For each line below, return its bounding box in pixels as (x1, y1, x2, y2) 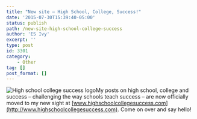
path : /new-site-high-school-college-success (6, 25, 122, 32)
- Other (17, 59, 36, 65)
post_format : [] (6, 70, 47, 76)
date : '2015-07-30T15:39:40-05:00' (6, 14, 96, 20)
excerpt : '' (6, 37, 36, 43)
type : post (6, 43, 34, 49)
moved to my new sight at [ (6, 100, 74, 107)
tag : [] (6, 64, 26, 71)
